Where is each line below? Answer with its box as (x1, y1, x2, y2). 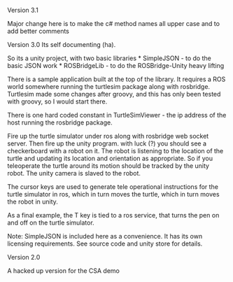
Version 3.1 (7, 6, 38, 14)
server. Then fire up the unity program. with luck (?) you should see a (7, 139, 207, 148)
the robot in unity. (7, 197, 58, 206)
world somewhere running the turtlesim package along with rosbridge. (7, 83, 211, 90)
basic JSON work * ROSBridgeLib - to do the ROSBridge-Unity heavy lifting (7, 62, 225, 69)
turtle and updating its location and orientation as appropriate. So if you (7, 154, 213, 162)
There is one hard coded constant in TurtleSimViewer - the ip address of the (7, 111, 227, 119)
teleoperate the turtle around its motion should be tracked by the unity (7, 162, 210, 170)
